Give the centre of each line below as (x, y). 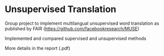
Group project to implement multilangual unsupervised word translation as (82, 23)
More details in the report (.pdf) (37, 48)
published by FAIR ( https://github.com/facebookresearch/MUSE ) (72, 28)
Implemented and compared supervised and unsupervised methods (75, 38)
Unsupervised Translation (61, 9)
